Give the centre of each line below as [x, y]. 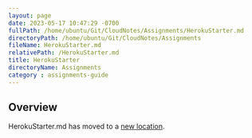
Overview [33, 107]
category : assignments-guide [59, 75]
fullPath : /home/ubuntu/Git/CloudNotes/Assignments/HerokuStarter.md [126, 30]
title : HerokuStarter [44, 61]
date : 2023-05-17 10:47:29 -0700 [64, 23]
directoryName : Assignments [55, 68]
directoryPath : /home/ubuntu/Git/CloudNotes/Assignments [105, 38]
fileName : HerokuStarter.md [55, 45]
